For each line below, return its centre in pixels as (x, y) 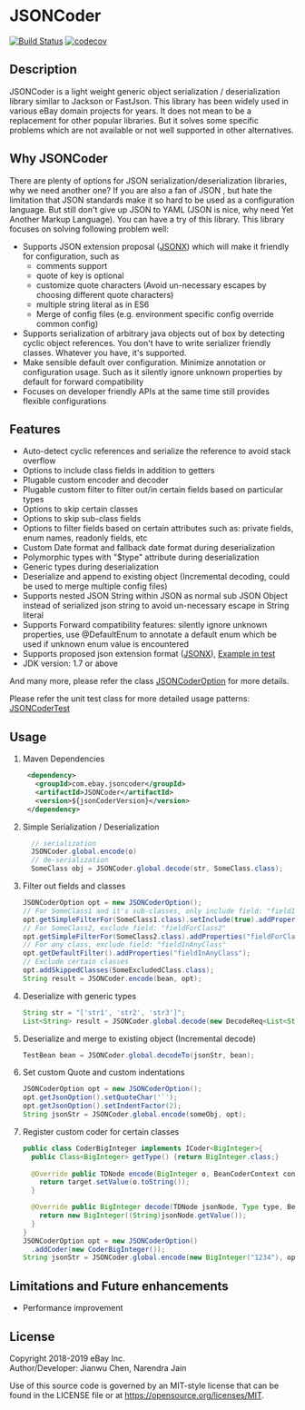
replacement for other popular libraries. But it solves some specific (134, 120)
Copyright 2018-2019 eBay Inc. (67, 1358)
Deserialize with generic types (79, 996)
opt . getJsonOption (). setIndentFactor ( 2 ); (102, 1106)
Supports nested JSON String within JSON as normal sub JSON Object (155, 596)
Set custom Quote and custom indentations (103, 1072)
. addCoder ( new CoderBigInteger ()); (98, 1249)
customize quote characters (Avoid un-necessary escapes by (151, 285)
